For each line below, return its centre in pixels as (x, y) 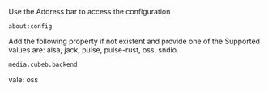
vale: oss (23, 79)
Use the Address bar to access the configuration (89, 12)
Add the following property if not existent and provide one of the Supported (134, 41)
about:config (30, 27)
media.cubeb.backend (43, 64)
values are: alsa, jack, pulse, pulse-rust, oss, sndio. (94, 50)
